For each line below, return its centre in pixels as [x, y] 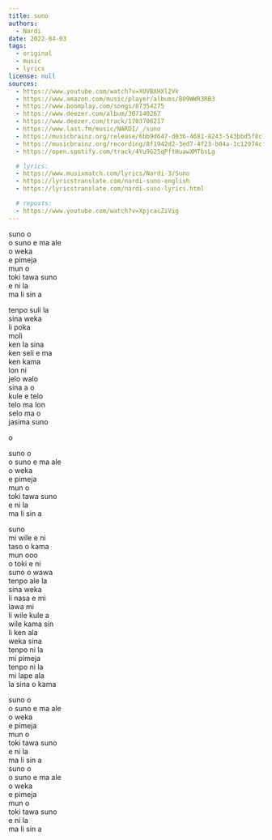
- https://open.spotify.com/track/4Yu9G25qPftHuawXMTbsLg [116, 151]
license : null [32, 76]
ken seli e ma [30, 352]
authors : [23, 23]
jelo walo [23, 378]
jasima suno [28, 421]
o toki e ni [25, 563]
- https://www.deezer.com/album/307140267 [88, 114]
